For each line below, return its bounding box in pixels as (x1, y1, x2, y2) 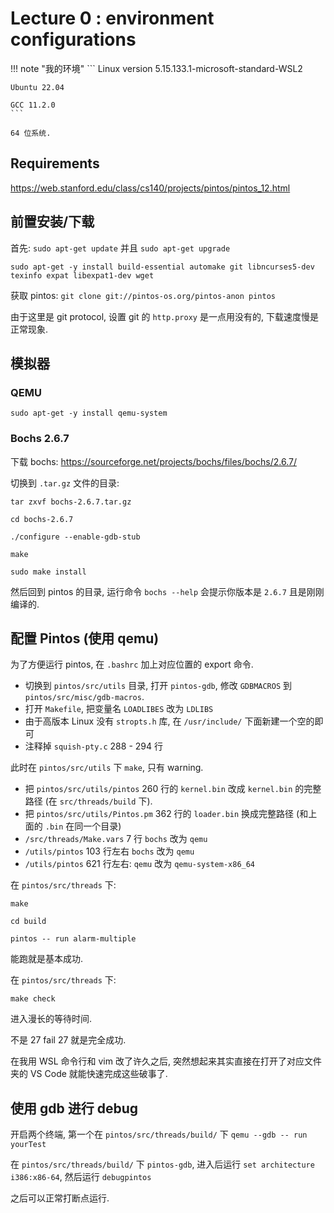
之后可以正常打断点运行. (10, 1192, 110, 1204)
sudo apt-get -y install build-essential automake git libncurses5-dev (10, 262, 315, 272)
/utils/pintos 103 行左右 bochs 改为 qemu (24, 845, 195, 857)
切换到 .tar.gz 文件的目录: (10, 477, 120, 489)
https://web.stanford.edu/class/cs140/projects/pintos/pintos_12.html (10, 182, 291, 194)
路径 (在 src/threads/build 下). (24, 795, 153, 807)
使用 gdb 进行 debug (10, 1100, 138, 1117)
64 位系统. (10, 128, 52, 138)
